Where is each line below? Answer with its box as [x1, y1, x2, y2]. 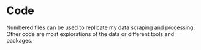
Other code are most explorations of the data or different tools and [6, 30, 175, 37]
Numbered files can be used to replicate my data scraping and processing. [6, 24, 195, 31]
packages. [6, 37, 33, 44]
